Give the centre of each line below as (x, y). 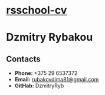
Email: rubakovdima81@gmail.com (57, 80)
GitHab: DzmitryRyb (39, 86)
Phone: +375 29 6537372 (46, 73)
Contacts (24, 59)
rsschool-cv (37, 10)
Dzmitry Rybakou (50, 37)
